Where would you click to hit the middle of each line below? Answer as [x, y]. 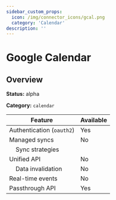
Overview [25, 79]
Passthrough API [32, 188]
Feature [42, 120]
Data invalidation [39, 169]
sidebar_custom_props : [34, 12]
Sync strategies [37, 149]
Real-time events [33, 179]
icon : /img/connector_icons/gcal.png [58, 17]
